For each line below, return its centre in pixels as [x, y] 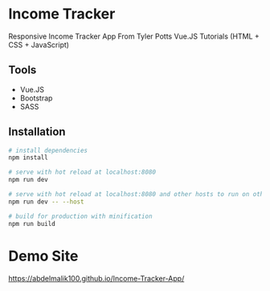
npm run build [32, 223]
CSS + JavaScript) [39, 44]
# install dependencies [48, 150]
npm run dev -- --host [46, 202]
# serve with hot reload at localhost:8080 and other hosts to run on [129, 195]
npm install [28, 158]
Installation [37, 132]
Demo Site [43, 256]
